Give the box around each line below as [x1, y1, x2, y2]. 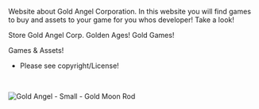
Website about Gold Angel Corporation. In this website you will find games [8, 7, 252, 16]
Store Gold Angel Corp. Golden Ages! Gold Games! [8, 31, 175, 39]
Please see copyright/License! [19, 61, 119, 70]
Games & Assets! [8, 46, 64, 54]
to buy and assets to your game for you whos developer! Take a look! [8, 15, 234, 24]
